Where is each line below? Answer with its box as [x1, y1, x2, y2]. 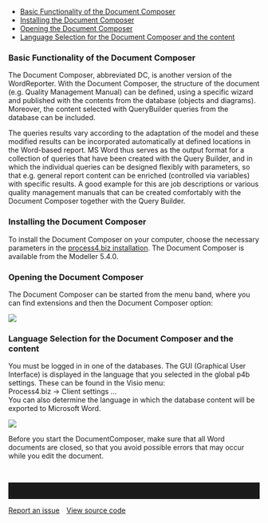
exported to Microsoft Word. [8, 404, 101, 413]
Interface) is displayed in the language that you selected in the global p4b [8, 369, 250, 379]
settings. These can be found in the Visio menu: [8, 378, 166, 388]
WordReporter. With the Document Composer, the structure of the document [8, 79, 260, 89]
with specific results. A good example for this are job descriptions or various [8, 179, 259, 189]
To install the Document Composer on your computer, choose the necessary [8, 234, 259, 244]
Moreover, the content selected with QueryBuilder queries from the [8, 104, 229, 114]
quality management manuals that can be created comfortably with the [8, 188, 242, 198]
